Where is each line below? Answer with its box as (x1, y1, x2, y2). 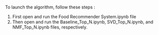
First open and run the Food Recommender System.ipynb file (12, 14, 137, 19)
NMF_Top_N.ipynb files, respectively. (12, 24, 88, 30)
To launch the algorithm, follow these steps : (5, 4, 95, 10)
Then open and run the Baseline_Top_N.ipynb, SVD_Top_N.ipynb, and (12, 19, 154, 25)
